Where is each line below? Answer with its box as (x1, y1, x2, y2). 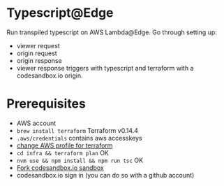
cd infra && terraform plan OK (16, 148, 109, 157)
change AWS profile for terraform (16, 141, 113, 150)
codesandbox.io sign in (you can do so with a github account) (16, 171, 195, 179)
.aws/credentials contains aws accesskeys (16, 134, 142, 142)
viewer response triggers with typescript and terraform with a (16, 64, 194, 72)
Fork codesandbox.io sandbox (16, 163, 104, 172)
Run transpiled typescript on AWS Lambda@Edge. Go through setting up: (6, 28, 218, 36)
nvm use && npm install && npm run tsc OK (16, 156, 144, 164)
